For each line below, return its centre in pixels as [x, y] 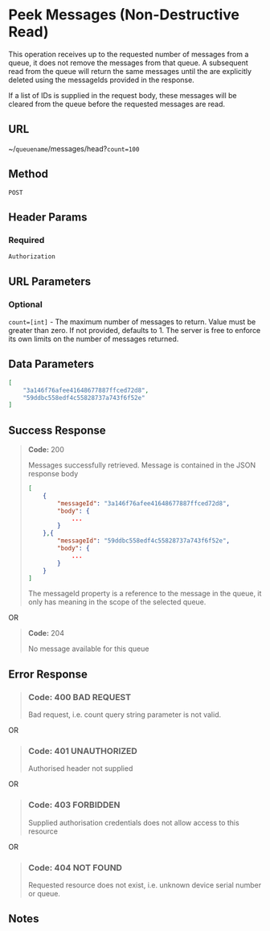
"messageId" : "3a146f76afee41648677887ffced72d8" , [144, 503]
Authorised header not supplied [80, 768]
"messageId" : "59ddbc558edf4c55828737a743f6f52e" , [144, 541]
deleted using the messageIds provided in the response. [101, 80]
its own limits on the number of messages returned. [94, 339]
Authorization [32, 257]
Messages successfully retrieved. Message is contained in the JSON [141, 465]
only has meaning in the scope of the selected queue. [117, 602]
